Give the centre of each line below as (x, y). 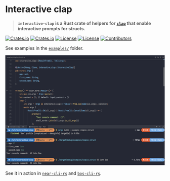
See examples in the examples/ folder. (44, 48)
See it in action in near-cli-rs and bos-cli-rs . (53, 173)
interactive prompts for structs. (51, 28)
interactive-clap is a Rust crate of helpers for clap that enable (84, 23)
